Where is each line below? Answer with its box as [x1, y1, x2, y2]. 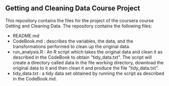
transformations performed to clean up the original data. [12, 43, 130, 50]
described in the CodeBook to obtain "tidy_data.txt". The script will [12, 54, 152, 60]
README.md [12, 32, 40, 38]
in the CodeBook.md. [12, 75, 57, 81]
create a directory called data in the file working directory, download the [12, 59, 164, 65]
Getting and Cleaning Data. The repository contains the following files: [5, 23, 152, 29]
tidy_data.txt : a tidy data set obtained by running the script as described [12, 70, 164, 76]
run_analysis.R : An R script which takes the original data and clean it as [12, 49, 163, 55]
